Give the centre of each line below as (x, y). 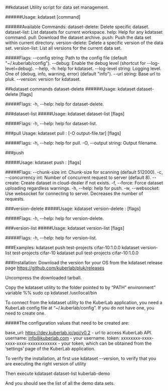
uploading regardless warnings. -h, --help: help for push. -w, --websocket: (82, 188)
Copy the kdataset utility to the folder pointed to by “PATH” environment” (80, 287)
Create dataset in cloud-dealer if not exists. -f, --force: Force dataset (92, 183)
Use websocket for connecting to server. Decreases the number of (74, 193)
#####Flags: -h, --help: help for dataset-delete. (55, 104)
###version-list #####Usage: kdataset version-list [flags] (65, 228)
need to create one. (26, 313)
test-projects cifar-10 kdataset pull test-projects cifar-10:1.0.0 (75, 253)
